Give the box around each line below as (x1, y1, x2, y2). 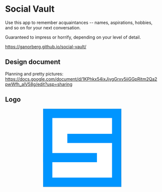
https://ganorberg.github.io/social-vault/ (5, 43, 87, 49)
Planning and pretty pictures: (5, 71, 64, 77)
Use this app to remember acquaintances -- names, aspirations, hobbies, (5, 20, 153, 25)
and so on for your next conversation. (5, 24, 81, 30)
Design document (5, 58, 61, 66)
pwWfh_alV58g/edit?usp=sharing (5, 81, 72, 87)
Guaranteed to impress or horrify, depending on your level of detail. (5, 34, 141, 40)
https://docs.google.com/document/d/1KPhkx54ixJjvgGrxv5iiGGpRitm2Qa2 (5, 76, 158, 82)
